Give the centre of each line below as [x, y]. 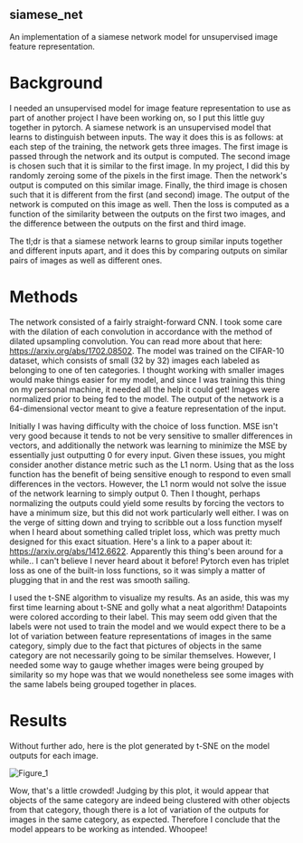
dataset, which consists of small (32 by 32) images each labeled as [135, 360]
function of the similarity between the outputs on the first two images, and [147, 214]
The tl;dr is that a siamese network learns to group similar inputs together [146, 241]
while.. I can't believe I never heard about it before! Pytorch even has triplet [149, 560]
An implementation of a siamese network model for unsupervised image [144, 36]
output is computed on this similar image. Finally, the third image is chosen [148, 185]
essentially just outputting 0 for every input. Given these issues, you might [147, 455]
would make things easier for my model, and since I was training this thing [147, 379]
